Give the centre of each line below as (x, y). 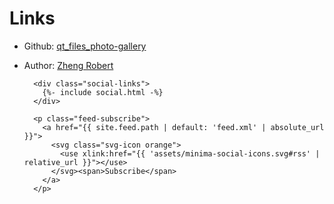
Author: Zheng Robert (68, 65)
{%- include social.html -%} (103, 92)
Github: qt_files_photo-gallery (85, 46)
